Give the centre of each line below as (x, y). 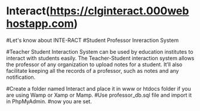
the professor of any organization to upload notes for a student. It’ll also (94, 64)
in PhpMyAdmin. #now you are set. (49, 101)
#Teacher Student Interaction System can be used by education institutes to (100, 51)
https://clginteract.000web (119, 11)
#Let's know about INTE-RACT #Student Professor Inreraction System (93, 40)
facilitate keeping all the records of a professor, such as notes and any (93, 70)
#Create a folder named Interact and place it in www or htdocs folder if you (99, 88)
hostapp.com (40, 24)
